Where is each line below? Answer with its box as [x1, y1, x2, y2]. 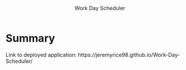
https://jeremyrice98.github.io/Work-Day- [78, 51, 181, 58]
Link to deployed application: [5, 51, 77, 58]
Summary [5, 31, 55, 45]
